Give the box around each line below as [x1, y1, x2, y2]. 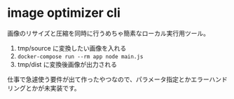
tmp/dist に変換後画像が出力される [17, 60, 118, 68]
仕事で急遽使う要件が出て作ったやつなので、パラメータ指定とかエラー [7, 75, 209, 84]
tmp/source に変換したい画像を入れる [17, 44, 127, 52]
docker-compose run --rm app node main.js [17, 53, 144, 60]
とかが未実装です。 [25, 84, 81, 92]
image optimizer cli [7, 5, 121, 21]
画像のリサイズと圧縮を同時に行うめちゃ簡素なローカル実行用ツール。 [7, 29, 210, 37]
